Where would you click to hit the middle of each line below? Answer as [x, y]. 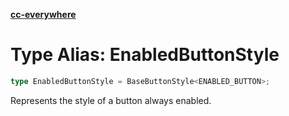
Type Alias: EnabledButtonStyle [145, 55]
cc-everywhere [43, 14]
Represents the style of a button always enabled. [111, 100]
